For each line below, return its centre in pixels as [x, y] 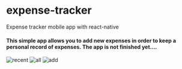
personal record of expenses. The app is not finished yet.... [82, 47]
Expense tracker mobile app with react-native [62, 27]
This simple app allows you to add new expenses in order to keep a [91, 40]
